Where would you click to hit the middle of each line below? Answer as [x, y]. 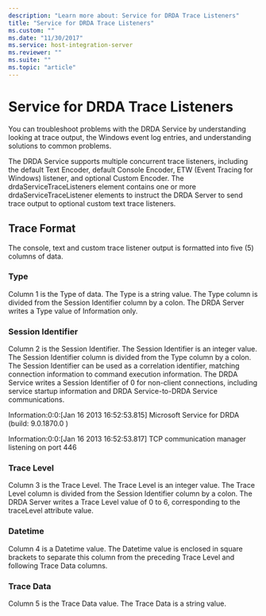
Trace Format [42, 229]
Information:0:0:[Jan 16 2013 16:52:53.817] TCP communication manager [127, 439]
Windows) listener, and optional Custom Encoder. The [96, 178]
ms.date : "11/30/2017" [46, 38]
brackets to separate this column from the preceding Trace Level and [121, 557]
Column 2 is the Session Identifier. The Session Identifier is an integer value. [133, 349]
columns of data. [36, 256]
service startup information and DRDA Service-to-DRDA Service [113, 392]
